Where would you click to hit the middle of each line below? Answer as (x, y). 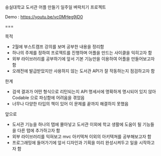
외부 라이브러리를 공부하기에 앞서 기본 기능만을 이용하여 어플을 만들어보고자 (83, 59)
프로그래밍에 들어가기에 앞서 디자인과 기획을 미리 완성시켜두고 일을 (75, 143)
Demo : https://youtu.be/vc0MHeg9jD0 (44, 17)
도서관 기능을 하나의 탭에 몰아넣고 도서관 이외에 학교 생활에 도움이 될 (77, 124)
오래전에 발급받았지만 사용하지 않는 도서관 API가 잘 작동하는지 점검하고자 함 (83, 71)
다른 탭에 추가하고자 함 (39, 130)
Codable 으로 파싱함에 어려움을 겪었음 (48, 98)
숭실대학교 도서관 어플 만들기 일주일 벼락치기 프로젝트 (56, 7)
